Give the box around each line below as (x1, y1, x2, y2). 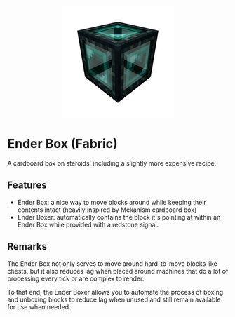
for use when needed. (7, 302, 72, 311)
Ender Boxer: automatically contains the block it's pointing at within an (17, 213, 221, 221)
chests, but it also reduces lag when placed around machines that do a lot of (7, 267, 229, 275)
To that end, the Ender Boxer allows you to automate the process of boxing (7, 288, 224, 296)
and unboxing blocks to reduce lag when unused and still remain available (7, 295, 221, 304)
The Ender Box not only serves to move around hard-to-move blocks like (7, 259, 217, 268)
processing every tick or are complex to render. (7, 274, 145, 283)
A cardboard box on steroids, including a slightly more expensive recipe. (7, 158, 217, 167)
